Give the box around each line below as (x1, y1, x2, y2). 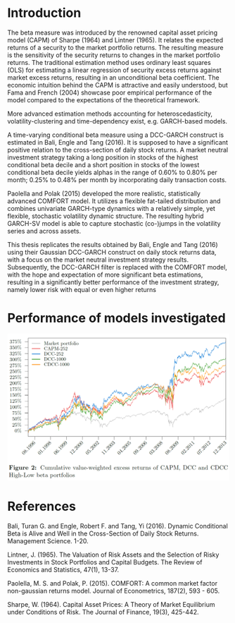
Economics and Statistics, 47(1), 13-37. (7, 566, 120, 574)
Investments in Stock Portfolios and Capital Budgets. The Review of (7, 558, 203, 567)
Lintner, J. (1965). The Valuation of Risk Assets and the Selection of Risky (7, 550, 220, 559)
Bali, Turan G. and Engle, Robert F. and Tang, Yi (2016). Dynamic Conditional (7, 522, 229, 531)
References (7, 499, 76, 514)
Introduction (7, 5, 82, 21)
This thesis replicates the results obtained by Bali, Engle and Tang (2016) (7, 240, 218, 248)
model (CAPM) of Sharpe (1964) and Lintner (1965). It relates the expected (7, 35, 224, 44)
